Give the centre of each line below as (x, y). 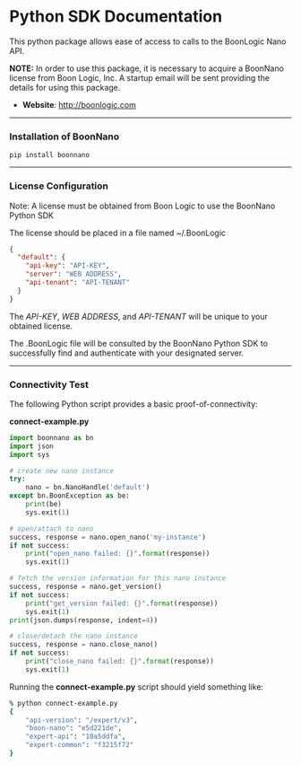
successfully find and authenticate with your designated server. (127, 353)
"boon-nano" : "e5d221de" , (74, 728)
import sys (30, 454)
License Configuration (59, 186)
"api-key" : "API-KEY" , (68, 266)
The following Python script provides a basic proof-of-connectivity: (133, 404)
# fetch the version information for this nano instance (118, 578)
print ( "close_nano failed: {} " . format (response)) (120, 662)
